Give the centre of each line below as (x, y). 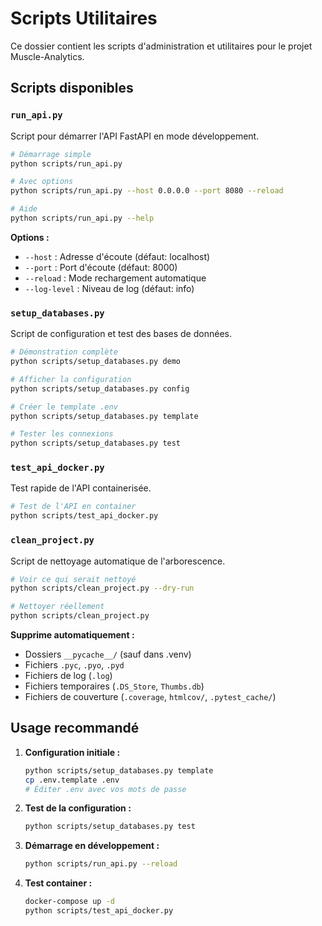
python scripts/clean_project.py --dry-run (102, 588)
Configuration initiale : (72, 752)
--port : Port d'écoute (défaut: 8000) (101, 267)
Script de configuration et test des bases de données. (121, 334)
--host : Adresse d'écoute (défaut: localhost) (117, 256)
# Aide (24, 209)
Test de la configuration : (78, 808)
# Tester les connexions (62, 434)
